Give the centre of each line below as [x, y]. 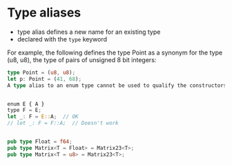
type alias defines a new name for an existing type [89, 32]
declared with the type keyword [62, 39]
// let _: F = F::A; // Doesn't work [63, 123]
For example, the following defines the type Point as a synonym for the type [115, 52]
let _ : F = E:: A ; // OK [43, 117]
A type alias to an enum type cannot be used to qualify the [97, 85]
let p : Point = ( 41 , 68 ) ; [44, 79]
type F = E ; [24, 110]
